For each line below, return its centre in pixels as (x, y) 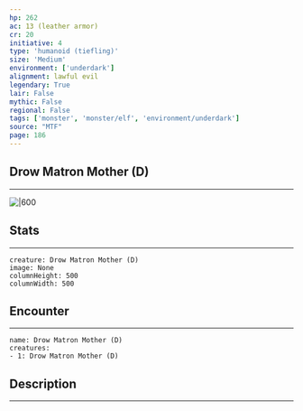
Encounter (39, 311)
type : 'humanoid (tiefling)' (64, 51)
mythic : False (36, 102)
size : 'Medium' (38, 60)
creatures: (30, 349)
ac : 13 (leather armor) (54, 26)
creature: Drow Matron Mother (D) (74, 260)
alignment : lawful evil (54, 77)
